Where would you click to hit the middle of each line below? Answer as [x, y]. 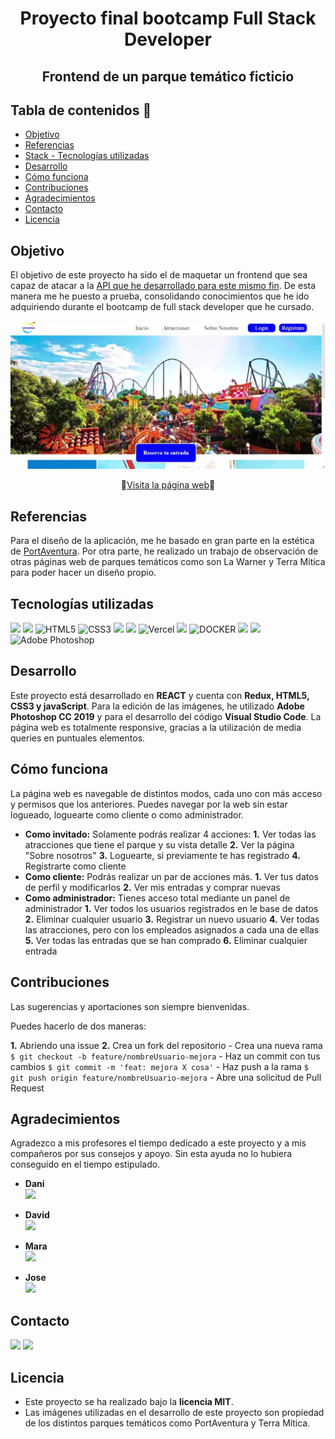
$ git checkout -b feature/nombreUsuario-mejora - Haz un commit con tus [165, 1056]
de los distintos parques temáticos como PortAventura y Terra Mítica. [167, 1423]
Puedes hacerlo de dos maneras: [78, 1026]
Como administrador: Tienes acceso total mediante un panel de [157, 898]
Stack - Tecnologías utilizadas [87, 156]
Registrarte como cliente [75, 866]
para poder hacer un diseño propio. [83, 573]
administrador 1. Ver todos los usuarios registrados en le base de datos [171, 908]
